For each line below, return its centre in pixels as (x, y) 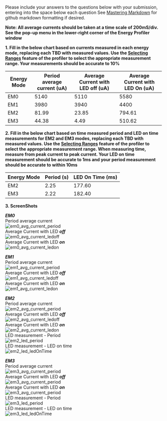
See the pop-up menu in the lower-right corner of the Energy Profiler (78, 33)
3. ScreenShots (21, 206)
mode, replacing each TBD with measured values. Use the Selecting (77, 53)
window (14, 38)
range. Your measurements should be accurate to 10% (63, 63)
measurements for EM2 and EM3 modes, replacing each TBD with (74, 138)
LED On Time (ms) (96, 177)
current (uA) (52, 88)
